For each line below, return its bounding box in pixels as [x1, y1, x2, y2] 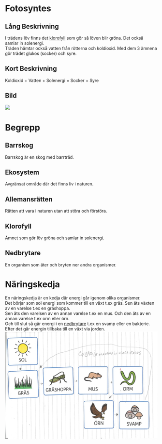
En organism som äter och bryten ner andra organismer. [5, 262, 117, 267]
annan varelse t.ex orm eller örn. [5, 315, 70, 321]
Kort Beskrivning [5, 65, 57, 73]
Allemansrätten [5, 195, 53, 203]
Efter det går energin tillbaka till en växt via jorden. [5, 326, 105, 331]
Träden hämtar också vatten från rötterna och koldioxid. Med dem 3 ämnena [5, 46, 157, 51]
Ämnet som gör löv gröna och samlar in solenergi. [5, 235, 104, 241]
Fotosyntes [5, 3, 52, 14]
